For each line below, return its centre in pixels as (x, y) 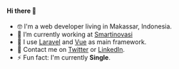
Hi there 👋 (21, 11)
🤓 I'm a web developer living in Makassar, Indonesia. (94, 26)
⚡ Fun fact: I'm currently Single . (64, 58)
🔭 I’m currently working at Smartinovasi (75, 34)
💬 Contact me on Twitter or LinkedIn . (71, 50)
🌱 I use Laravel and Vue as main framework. (82, 42)
